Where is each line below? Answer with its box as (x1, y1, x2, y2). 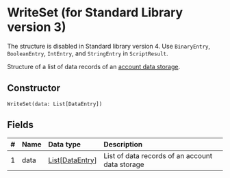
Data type (48, 139, 81, 149)
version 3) (7, 19, 66, 35)
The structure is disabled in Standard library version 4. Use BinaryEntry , (7, 42, 211, 50)
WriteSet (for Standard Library (7, 5, 183, 21)
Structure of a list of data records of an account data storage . (7, 62, 180, 71)
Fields (7, 119, 34, 131)
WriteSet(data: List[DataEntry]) (7, 101, 103, 107)
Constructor (7, 82, 60, 94)
